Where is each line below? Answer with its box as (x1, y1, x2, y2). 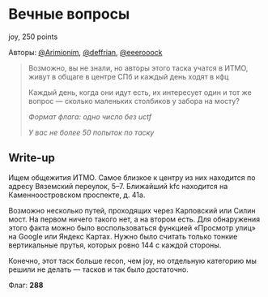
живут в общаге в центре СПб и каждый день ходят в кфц (28, 71, 229, 81)
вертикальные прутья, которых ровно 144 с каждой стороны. (8, 240, 222, 250)
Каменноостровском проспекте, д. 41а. (8, 190, 146, 200)
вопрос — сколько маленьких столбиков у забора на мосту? (28, 96, 240, 105)
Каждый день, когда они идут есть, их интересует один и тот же (28, 87, 253, 97)
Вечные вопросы (8, 5, 130, 24)
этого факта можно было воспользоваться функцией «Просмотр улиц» (8, 222, 257, 232)
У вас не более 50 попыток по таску (28, 127, 155, 137)
